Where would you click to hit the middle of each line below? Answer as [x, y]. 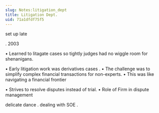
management [19, 95]
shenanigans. [19, 59]
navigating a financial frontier [36, 80]
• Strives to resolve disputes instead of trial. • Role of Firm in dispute [77, 90]
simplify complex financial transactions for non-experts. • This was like [80, 74]
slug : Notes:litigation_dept [36, 10]
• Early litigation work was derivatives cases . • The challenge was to [78, 69]
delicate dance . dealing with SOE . [42, 105]
